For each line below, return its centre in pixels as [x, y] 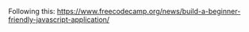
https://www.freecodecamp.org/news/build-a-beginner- [149, 11]
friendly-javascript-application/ [59, 20]
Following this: [32, 11]
